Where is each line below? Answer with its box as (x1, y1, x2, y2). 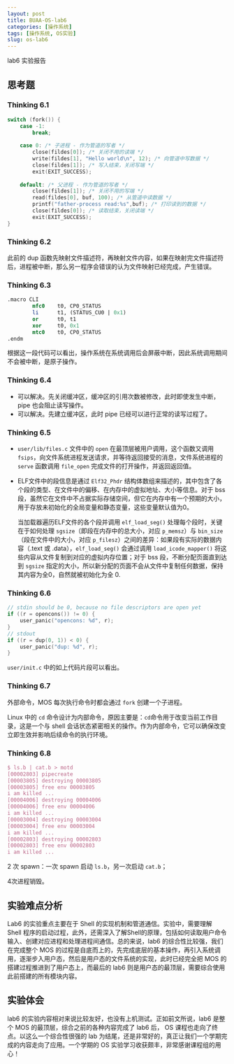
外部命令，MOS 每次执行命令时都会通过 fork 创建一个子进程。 (7, 698, 187, 706)
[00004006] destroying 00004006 (7, 797, 101, 804)
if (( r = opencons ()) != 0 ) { (7, 610, 96, 618)
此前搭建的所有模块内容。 (7, 972, 81, 980)
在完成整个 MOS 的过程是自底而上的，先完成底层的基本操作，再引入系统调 (7, 946, 221, 954)
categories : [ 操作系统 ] (7, 23, 72, 30)
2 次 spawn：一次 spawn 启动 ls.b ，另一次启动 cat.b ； (7, 862, 168, 871)
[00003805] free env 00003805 (7, 783, 96, 791)
